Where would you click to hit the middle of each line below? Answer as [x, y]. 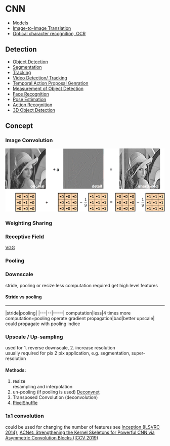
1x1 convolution [25, 416]
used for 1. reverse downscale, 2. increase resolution [60, 348]
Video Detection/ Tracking [40, 78]
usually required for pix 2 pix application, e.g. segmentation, [68, 353]
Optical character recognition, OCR [49, 33]
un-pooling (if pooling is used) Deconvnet [56, 392]
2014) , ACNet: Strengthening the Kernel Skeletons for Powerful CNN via [80, 432]
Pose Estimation [29, 99]
